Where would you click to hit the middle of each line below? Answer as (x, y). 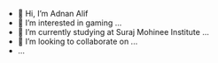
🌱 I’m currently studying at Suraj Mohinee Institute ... (113, 32)
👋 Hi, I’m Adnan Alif (53, 14)
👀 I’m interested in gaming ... (70, 23)
